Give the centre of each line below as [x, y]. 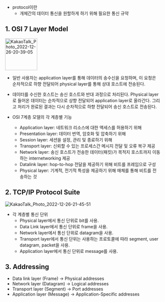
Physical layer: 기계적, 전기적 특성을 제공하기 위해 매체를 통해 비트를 [85, 170]
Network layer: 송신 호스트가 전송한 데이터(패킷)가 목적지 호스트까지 [85, 152]
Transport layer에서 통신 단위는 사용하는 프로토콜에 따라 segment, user [89, 239]
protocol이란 [25, 7]
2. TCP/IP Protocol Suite [43, 192]
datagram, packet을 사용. [45, 245]
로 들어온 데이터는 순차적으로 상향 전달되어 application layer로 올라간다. [82, 100]
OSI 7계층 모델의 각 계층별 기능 [42, 117]
